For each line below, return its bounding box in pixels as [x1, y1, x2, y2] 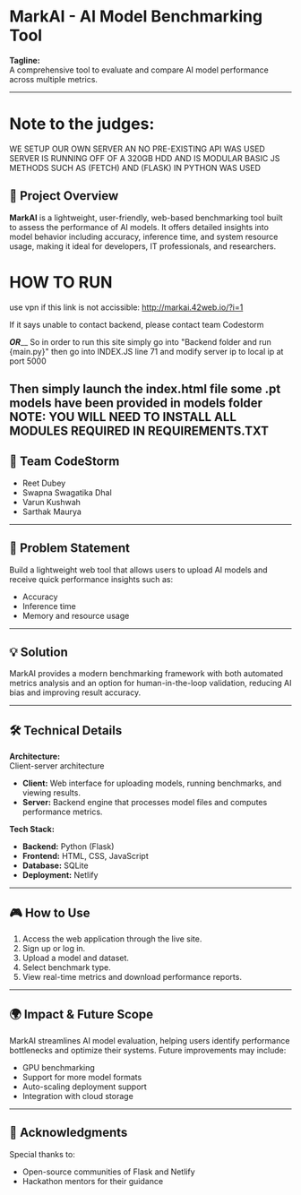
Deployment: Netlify [21, 870, 99, 881]
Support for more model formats [21, 1071, 142, 1082]
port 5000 [9, 356, 47, 366]
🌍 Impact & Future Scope [9, 1007, 154, 1022]
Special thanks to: [9, 1148, 76, 1159]
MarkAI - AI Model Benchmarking [9, 6, 262, 27]
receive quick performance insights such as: [9, 573, 173, 584]
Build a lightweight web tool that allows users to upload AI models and [9, 564, 268, 575]
